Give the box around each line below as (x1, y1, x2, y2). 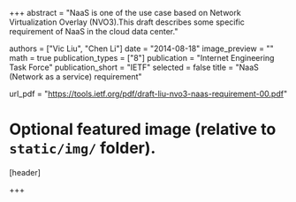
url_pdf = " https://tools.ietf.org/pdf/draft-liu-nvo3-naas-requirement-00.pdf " (9, 88, 288, 99)
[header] (9, 167, 42, 177)
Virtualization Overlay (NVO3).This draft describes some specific (9, 17, 246, 27)
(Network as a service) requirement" (9, 71, 143, 82)
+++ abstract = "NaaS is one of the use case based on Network (9, 8, 241, 18)
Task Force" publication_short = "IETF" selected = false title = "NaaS (9, 62, 259, 72)
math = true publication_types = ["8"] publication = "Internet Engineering (9, 53, 275, 63)
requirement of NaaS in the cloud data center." (9, 26, 178, 36)
